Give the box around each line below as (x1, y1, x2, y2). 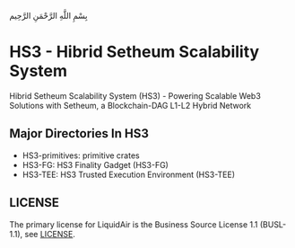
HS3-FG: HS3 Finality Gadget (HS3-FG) (22, 159, 169, 170)
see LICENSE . (24, 228, 76, 239)
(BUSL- (259, 218, 287, 230)
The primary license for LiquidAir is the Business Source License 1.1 (9, 218, 258, 230)
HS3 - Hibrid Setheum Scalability (9, 42, 260, 62)
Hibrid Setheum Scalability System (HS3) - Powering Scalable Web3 (9, 90, 262, 101)
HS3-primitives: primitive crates (22, 150, 141, 161)
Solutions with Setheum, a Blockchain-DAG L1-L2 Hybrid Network (9, 100, 252, 111)
